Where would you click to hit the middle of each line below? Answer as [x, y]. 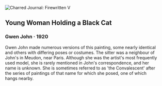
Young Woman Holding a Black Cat [58, 23]
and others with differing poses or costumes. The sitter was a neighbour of [80, 52]
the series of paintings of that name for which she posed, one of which [76, 73]
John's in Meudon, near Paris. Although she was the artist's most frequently [81, 57]
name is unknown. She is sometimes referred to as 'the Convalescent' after [80, 68]
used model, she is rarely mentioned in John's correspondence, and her [77, 63]
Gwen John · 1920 [27, 37]
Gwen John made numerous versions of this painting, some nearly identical [81, 47]
